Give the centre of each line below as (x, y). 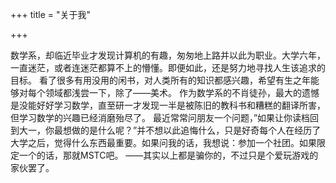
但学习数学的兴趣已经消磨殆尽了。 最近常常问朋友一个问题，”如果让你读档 (160, 117)
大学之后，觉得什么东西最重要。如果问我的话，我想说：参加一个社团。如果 (163, 142)
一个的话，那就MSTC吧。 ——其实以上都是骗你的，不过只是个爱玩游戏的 (168, 155)
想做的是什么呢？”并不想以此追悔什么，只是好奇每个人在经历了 (192, 130)
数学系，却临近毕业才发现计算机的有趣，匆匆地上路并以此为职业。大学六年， (168, 55)
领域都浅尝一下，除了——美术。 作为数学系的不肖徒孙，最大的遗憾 (182, 92)
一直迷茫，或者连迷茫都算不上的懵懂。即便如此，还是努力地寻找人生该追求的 (168, 67)
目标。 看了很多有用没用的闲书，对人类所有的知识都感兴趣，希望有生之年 (160, 80)
